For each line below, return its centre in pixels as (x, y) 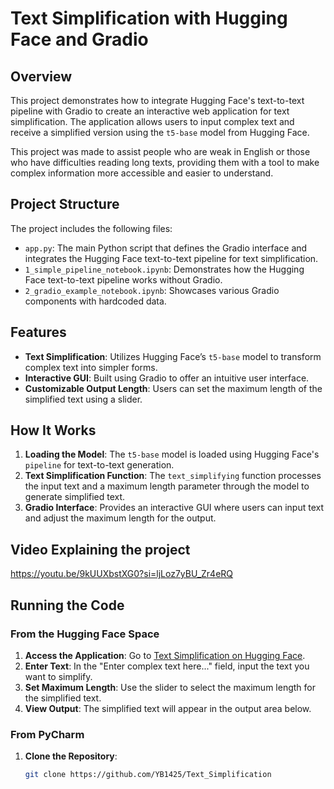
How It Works (53, 430)
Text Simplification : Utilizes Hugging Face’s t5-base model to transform (173, 356)
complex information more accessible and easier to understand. (142, 173)
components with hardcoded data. (95, 301)
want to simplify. (58, 676)
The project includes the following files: (91, 228)
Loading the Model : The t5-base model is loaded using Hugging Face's (172, 454)
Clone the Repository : (71, 756)
